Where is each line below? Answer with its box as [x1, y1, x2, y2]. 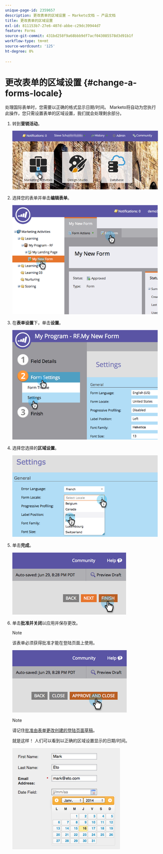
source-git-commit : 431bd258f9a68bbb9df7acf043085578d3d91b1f [5, 34, 133, 38]
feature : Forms [5, 28, 36, 34]
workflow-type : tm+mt [5, 39, 49, 44]
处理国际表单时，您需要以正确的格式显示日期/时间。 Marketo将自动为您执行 [5, 105, 156, 110]
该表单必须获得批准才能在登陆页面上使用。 [12, 640, 98, 646]
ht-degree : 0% [5, 49, 34, 53]
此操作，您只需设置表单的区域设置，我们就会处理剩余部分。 [5, 110, 124, 116]
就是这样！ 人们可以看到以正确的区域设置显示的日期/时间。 [12, 738, 130, 744]
